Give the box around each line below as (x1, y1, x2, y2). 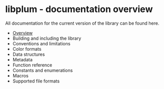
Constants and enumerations (12, 67, 73, 73)
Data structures (12, 51, 45, 57)
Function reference (12, 62, 52, 68)
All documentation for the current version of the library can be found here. (5, 20, 159, 26)
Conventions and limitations (12, 40, 71, 46)
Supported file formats (12, 78, 60, 84)
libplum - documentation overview (5, 4, 153, 15)
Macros (12, 72, 29, 78)
